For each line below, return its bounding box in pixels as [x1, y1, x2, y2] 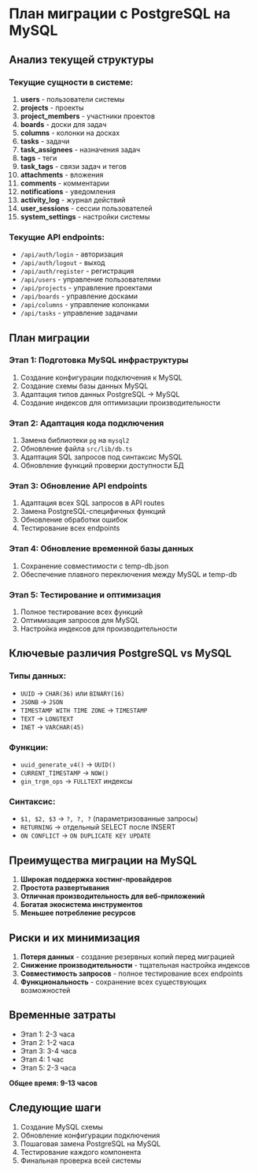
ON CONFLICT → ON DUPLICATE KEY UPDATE [20, 830, 152, 841]
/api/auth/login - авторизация [20, 249, 123, 259]
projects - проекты [20, 103, 85, 112]
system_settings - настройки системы [20, 212, 150, 221]
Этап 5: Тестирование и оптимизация [9, 589, 161, 600]
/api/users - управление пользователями [20, 275, 161, 284]
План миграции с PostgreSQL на [9, 5, 231, 23]
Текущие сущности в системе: [9, 77, 134, 88]
